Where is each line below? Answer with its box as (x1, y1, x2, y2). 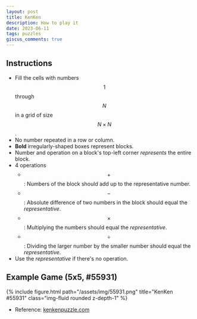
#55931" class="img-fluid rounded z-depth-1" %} (6, 294, 128, 301)
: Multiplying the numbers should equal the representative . (23, 224, 167, 231)
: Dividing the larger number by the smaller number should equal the (23, 242, 191, 249)
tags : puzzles (6, 31, 42, 37)
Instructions (6, 58, 52, 68)
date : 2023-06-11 (6, 25, 49, 32)
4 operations (14, 161, 46, 168)
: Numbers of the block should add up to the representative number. (23, 180, 191, 187)
